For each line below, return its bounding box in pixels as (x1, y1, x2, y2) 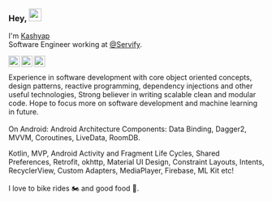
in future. (8, 107, 39, 117)
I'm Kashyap (8, 31, 50, 41)
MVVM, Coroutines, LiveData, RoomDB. (8, 133, 140, 143)
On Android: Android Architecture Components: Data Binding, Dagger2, (8, 124, 248, 134)
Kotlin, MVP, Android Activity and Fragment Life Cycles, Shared (8, 148, 221, 158)
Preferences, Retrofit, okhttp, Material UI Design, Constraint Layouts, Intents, (8, 157, 265, 167)
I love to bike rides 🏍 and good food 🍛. (8, 183, 140, 194)
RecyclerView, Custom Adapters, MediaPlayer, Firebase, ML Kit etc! (8, 166, 234, 176)
